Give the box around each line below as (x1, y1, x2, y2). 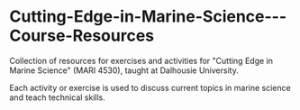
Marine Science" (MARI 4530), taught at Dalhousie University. (9, 65, 239, 76)
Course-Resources (9, 25, 155, 46)
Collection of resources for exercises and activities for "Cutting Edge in (9, 55, 273, 66)
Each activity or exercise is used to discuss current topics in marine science (9, 82, 291, 93)
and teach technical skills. (9, 92, 105, 103)
